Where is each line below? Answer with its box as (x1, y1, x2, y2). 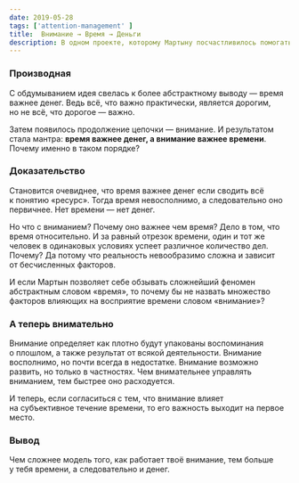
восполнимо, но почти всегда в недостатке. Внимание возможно (9, 357, 259, 368)
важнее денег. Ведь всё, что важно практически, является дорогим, (9, 97, 271, 108)
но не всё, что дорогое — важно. (9, 106, 135, 117)
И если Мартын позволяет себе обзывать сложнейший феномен (9, 276, 255, 287)
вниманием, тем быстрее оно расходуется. (9, 376, 175, 387)
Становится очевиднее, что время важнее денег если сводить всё (9, 184, 264, 196)
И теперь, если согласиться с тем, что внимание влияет (9, 393, 224, 404)
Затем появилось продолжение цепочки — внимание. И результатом (9, 124, 274, 135)
